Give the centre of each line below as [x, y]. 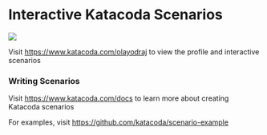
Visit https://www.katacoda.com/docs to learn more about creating [119, 98]
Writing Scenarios [44, 81]
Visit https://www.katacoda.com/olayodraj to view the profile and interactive [134, 52]
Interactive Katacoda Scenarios [115, 15]
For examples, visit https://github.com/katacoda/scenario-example [118, 122]
